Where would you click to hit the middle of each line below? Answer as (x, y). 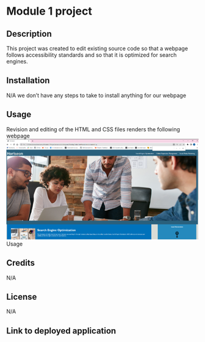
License (22, 297)
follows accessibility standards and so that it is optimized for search (92, 55)
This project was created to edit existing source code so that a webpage (97, 48)
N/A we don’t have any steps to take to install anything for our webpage (96, 95)
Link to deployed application (61, 331)
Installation (28, 81)
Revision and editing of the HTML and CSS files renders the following (93, 129)
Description (29, 34)
